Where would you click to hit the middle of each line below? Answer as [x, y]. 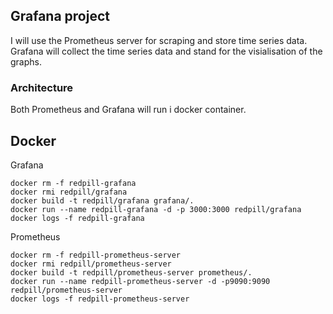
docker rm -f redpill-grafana [73, 183]
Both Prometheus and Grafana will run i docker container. [128, 110]
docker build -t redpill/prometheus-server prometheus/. [131, 272]
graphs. [26, 61]
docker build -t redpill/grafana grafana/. [102, 200]
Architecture [42, 87]
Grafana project [60, 16]
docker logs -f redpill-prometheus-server [100, 299]
